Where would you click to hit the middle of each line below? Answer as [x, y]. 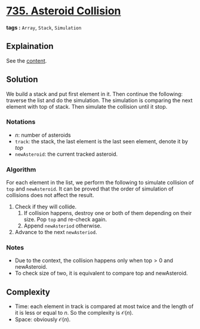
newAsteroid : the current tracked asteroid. [66, 154]
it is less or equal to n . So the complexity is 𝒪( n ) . [74, 313]
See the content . [27, 60]
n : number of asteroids [43, 135]
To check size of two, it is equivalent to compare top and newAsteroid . [101, 273]
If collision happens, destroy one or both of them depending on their [108, 213]
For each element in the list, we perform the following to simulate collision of [100, 183]
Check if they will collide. [46, 207]
